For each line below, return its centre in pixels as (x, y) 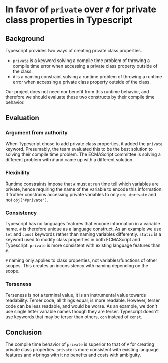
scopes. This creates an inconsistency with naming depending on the (77, 266)
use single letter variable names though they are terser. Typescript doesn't (82, 311)
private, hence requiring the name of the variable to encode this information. (84, 189)
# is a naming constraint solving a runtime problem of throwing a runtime (87, 76)
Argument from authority (36, 133)
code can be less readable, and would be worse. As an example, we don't (81, 306)
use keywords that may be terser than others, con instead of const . (74, 317)
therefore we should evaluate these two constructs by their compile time (80, 97)
